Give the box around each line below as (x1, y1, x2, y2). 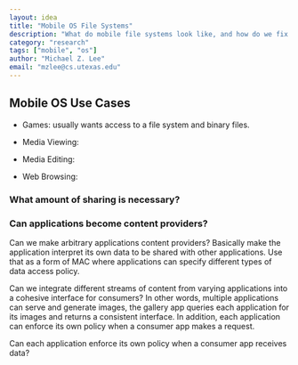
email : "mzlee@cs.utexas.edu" (9, 63, 122, 72)
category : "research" (9, 37, 90, 47)
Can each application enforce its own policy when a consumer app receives (9, 337, 287, 348)
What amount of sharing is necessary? (9, 193, 181, 206)
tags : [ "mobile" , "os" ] (9, 46, 98, 55)
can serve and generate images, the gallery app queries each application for (9, 302, 290, 312)
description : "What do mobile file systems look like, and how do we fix (9, 29, 289, 38)
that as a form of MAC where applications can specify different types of (9, 255, 272, 267)
